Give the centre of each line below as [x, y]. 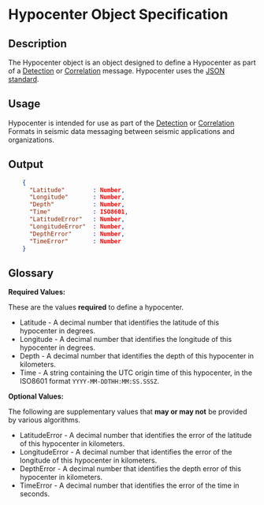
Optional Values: [36, 396]
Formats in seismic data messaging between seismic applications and [121, 131]
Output [26, 164]
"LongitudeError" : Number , [77, 226]
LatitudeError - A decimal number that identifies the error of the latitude [136, 436]
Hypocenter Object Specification [118, 15]
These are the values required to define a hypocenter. [96, 307]
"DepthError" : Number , [77, 234]
